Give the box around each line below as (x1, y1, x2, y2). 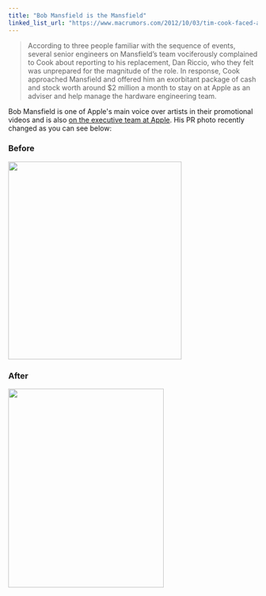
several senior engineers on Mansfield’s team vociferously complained (27, 49, 258, 59)
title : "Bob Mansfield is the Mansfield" (8, 11, 147, 20)
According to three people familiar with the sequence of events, (27, 40, 236, 50)
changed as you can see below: (8, 123, 112, 133)
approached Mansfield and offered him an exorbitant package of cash (27, 74, 256, 84)
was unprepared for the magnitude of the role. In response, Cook (27, 66, 240, 75)
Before (8, 143, 35, 154)
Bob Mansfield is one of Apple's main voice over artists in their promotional (8, 106, 253, 116)
